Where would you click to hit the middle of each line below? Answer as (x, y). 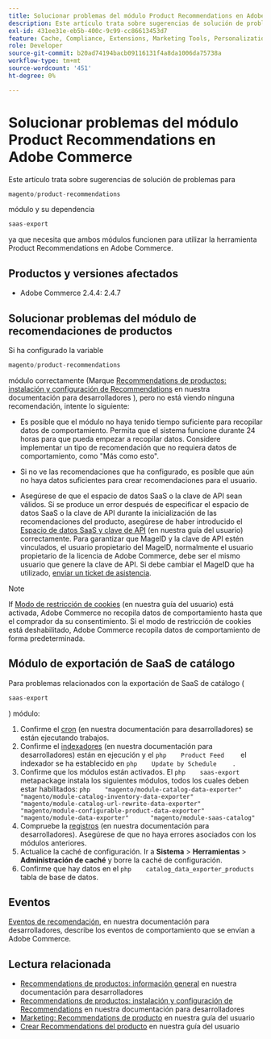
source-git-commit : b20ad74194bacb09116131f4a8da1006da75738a (115, 53)
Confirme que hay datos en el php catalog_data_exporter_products (137, 868)
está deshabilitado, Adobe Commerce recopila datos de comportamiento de (134, 630)
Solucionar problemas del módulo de (102, 318)
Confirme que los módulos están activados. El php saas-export (130, 771)
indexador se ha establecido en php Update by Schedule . (127, 763)
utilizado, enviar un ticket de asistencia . (85, 572)
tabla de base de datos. (59, 877)
